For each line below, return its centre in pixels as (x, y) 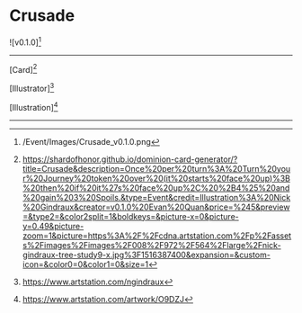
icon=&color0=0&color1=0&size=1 (85, 264)
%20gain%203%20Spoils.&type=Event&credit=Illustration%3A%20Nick (156, 197)
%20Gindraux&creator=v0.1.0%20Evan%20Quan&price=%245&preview (156, 207)
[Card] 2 (23, 68)
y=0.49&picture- (53, 226)
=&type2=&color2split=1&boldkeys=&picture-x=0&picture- (131, 216)
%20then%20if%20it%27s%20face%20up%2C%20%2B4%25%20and (156, 188)
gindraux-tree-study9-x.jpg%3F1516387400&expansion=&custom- (147, 255)
